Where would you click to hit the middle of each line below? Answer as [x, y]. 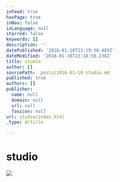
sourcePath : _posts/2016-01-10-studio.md [58, 73]
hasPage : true [24, 17]
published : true [26, 78]
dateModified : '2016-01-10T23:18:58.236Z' [59, 56]
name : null [25, 95]
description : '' [26, 45]
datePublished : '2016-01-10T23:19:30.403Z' [61, 51]
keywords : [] [22, 39]
